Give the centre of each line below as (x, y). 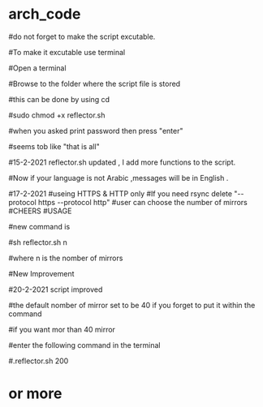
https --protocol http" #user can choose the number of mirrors (142, 202)
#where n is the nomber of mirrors (66, 258)
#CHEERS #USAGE (40, 211)
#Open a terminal (37, 68)
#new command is (39, 226)
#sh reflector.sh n (38, 242)
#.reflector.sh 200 (39, 361)
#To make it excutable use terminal (67, 52)
